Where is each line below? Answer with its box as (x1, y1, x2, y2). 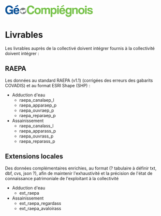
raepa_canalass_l (19, 123, 54, 128)
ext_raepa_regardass (19, 200, 61, 206)
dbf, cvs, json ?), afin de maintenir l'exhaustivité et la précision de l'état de (5, 170, 153, 176)
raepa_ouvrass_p (19, 133, 54, 139)
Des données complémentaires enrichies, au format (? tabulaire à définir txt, (5, 165, 157, 171)
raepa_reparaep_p (19, 112, 56, 118)
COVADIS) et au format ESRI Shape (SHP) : (5, 82, 90, 88)
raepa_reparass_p (19, 138, 56, 144)
